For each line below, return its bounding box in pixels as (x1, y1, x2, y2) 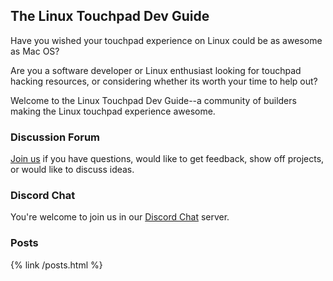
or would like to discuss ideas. (10, 164, 135, 176)
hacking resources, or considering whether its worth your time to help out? (10, 75, 318, 87)
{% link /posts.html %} (10, 259, 103, 271)
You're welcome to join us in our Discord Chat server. (10, 211, 230, 223)
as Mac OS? (10, 45, 60, 57)
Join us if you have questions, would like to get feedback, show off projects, (10, 153, 325, 165)
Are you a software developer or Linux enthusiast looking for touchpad (10, 64, 302, 76)
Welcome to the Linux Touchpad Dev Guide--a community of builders (10, 94, 297, 106)
